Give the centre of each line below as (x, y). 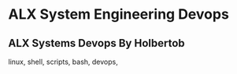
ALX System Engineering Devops (119, 14)
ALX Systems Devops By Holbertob (96, 43)
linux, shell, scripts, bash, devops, (63, 62)
